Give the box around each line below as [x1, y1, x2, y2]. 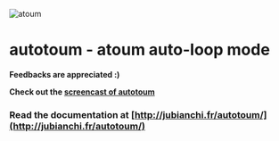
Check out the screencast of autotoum [9, 86, 155, 97]
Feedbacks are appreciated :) [9, 69, 120, 79]
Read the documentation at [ [9, 108, 135, 120]
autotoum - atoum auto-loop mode [9, 40, 270, 60]
